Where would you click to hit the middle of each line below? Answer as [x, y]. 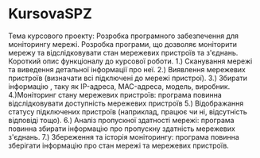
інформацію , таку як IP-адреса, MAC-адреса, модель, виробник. [119, 86]
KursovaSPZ [50, 14]
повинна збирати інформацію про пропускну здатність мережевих [122, 129]
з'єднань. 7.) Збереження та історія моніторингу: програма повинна [124, 137]
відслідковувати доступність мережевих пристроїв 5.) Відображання [126, 103]
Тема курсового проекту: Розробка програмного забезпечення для [123, 36]
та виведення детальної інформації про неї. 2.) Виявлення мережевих [127, 69]
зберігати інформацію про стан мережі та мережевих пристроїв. [118, 145]
